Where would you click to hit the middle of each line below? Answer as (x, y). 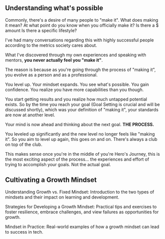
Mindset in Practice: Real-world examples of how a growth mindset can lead (82, 227)
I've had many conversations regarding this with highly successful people (80, 40)
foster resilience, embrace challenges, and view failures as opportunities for (82, 212)
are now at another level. (30, 115)
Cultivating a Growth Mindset (51, 180)
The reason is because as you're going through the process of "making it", (81, 69)
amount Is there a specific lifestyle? (41, 30)
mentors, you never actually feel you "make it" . (54, 60)
